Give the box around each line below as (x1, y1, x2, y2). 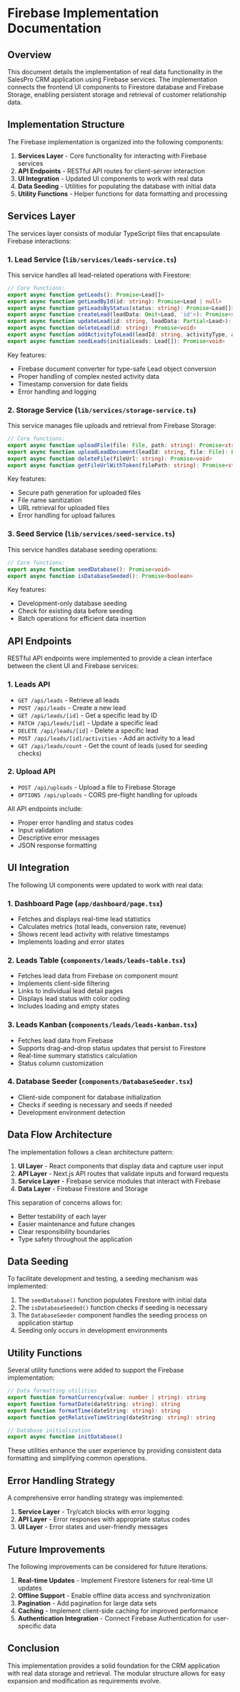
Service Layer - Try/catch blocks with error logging (17, 1508, 170, 1516)
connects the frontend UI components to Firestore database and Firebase (7, 83, 224, 91)
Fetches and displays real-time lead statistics (17, 915, 151, 923)
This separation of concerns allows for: (7, 1198, 123, 1207)
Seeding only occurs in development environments (17, 1326, 168, 1335)
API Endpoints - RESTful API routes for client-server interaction (17, 166, 206, 175)
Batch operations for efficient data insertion (17, 614, 146, 623)
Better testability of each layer (17, 1212, 107, 1220)
